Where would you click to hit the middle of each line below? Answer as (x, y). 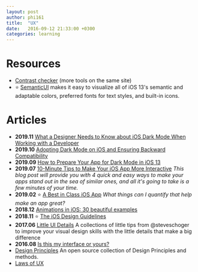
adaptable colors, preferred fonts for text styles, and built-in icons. (97, 96)
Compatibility (31, 156)
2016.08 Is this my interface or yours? (62, 244)
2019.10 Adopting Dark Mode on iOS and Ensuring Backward (90, 150)
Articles (26, 120)
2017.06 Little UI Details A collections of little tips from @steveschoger (102, 225)
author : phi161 (25, 17)
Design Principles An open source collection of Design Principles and (100, 250)
